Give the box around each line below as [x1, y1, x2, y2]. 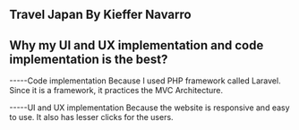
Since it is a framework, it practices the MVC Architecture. [9, 85, 224, 96]
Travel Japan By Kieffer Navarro [9, 7, 192, 22]
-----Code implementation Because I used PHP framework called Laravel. [9, 75, 281, 86]
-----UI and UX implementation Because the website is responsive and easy [9, 102, 290, 113]
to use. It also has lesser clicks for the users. [9, 112, 174, 123]
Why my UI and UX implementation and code [9, 38, 264, 53]
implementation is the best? [9, 51, 168, 66]
